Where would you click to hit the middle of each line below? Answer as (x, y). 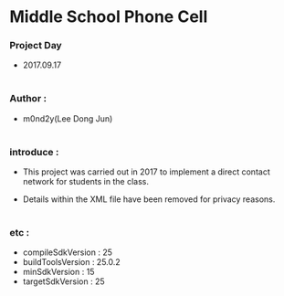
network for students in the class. (85, 182)
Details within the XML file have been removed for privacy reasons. (149, 199)
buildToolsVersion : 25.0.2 (71, 262)
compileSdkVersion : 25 (67, 252)
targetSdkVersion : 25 (63, 281)
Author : (28, 99)
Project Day (36, 46)
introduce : (34, 152)
